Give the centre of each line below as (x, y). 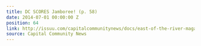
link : (13, 28)
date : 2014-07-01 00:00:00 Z (42, 17)
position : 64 (22, 23)
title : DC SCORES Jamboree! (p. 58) (52, 12)
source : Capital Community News (46, 34)
